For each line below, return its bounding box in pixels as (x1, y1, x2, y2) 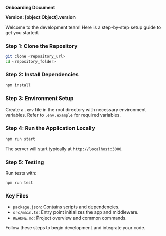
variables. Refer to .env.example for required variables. (5, 112, 121, 118)
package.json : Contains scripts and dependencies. (12, 204, 120, 210)
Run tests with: (5, 170, 37, 176)
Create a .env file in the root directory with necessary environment (5, 106, 146, 112)
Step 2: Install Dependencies (5, 71, 79, 78)
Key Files (5, 192, 29, 199)
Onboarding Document (5, 5, 56, 10)
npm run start (5, 136, 36, 142)
